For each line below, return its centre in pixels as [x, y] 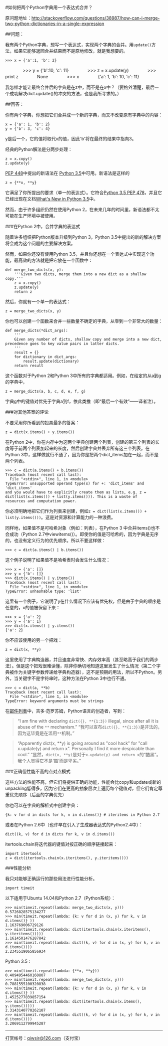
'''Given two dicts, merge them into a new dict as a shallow [80, 274]
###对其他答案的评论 [27, 412]
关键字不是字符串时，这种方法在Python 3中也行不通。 [73, 678]
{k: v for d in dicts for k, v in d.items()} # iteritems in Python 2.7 [82, 815]
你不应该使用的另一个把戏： [34, 640]
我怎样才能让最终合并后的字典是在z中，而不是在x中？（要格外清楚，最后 [80, 87]
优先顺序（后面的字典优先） [38, 795]
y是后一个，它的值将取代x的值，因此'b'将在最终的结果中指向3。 [71, 139]
